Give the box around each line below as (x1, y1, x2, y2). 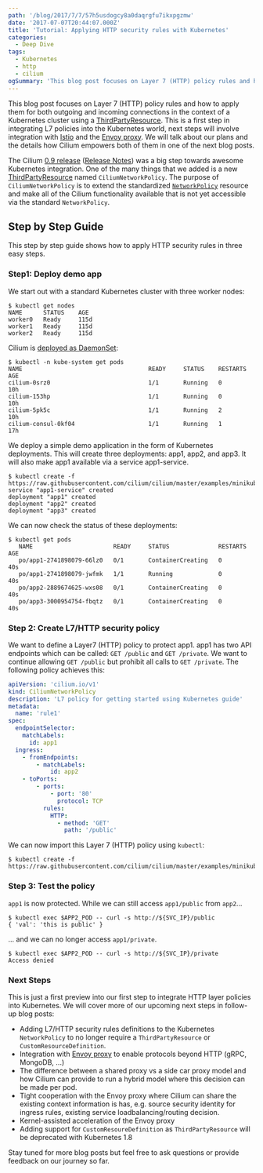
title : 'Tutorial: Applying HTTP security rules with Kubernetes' (8, 26, 229, 34)
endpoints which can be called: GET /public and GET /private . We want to (8, 648, 248, 658)
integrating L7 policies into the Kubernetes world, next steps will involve (8, 123, 240, 133)
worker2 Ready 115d (8, 329, 92, 337)
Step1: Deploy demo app (8, 268, 103, 279)
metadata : (8, 702, 41, 710)
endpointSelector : (15, 724, 76, 732)
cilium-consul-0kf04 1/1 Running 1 (8, 420, 222, 428)
